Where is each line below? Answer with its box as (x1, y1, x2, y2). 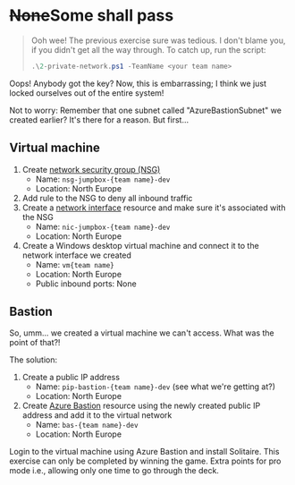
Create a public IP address (21, 372, 121, 383)
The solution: (9, 354, 58, 365)
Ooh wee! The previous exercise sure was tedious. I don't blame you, (30, 35, 286, 46)
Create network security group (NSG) (21, 164, 161, 174)
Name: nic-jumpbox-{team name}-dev (35, 221, 171, 232)
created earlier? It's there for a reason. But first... (9, 114, 190, 125)
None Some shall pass (9, 5, 174, 26)
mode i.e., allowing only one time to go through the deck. (9, 465, 219, 476)
